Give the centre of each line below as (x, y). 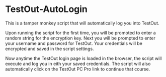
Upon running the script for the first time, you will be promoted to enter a (80, 32)
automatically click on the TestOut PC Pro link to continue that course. (78, 69)
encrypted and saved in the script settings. (50, 48)
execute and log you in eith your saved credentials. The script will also (78, 63)
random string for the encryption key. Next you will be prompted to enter (80, 38)
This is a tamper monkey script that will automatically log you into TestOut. (82, 23)
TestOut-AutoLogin (47, 9)
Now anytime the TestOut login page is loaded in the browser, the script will (84, 58)
